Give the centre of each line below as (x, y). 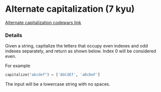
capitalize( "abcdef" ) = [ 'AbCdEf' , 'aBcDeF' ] (52, 75)
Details (14, 35)
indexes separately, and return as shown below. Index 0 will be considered (81, 51)
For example (18, 66)
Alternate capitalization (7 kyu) (70, 9)
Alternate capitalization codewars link (43, 23)
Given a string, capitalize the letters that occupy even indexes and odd (77, 46)
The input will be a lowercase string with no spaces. (58, 84)
